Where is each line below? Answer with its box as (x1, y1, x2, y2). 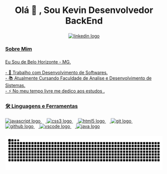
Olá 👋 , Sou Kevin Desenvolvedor (14, 4, 153, 16)
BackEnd (65, 15, 103, 26)
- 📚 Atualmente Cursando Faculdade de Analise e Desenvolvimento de (5, 75, 152, 81)
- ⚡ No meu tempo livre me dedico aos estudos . (5, 87, 105, 94)
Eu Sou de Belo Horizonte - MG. (5, 58, 71, 64)
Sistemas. (5, 82, 25, 88)
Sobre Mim (5, 45, 32, 52)
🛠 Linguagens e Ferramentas (5, 102, 78, 109)
